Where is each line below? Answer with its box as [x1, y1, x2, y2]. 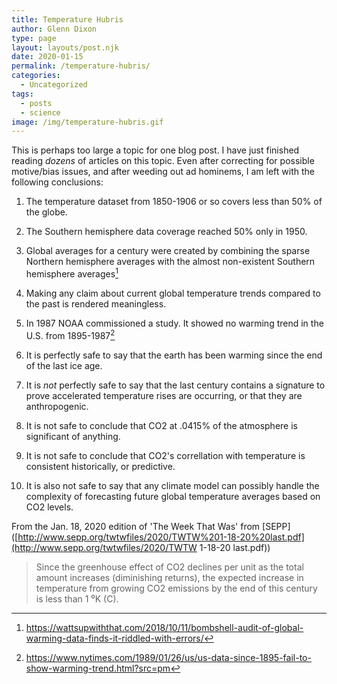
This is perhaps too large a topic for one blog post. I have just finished [11, 144, 300, 156]
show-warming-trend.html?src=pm [25, 662, 171, 674]
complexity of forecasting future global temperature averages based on [25, 490, 321, 502]
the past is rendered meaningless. [25, 297, 167, 310]
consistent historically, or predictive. [25, 460, 176, 472]
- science [20, 107, 61, 118]
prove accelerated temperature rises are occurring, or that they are [25, 389, 303, 401]
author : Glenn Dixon [11, 24, 98, 34]
